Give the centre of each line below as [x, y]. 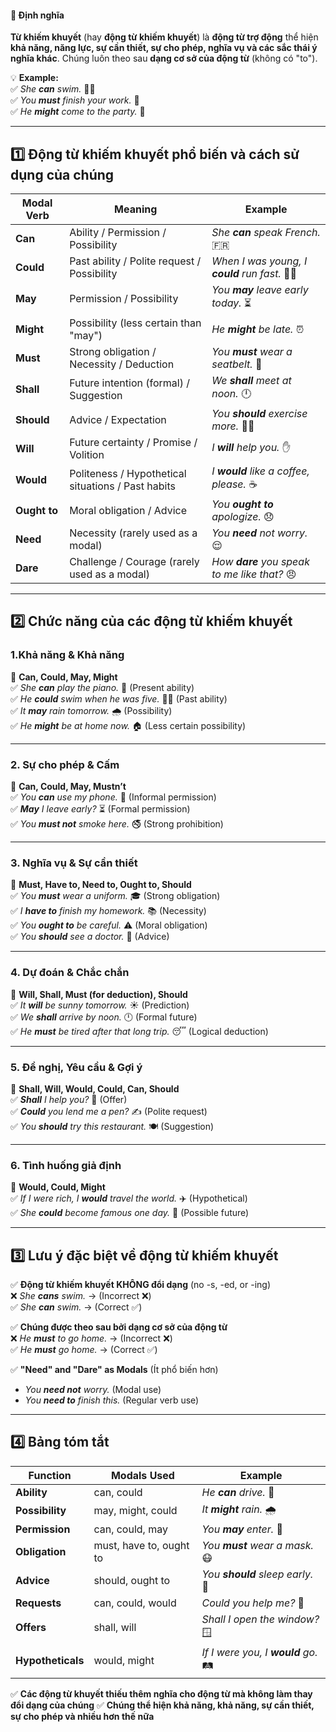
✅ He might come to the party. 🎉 [78, 112]
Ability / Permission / [118, 233]
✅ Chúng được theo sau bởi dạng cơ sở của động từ [119, 1327]
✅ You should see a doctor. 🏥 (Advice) [90, 937]
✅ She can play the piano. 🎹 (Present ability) [102, 687]
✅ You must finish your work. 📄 [75, 100]
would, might [124, 1661]
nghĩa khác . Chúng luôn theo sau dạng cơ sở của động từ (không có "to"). [164, 58]
